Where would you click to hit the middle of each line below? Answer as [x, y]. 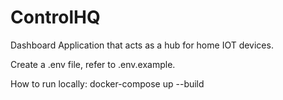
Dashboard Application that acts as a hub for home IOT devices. [142, 45]
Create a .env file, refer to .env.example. [93, 64]
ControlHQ [55, 17]
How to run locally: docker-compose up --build [107, 83]
